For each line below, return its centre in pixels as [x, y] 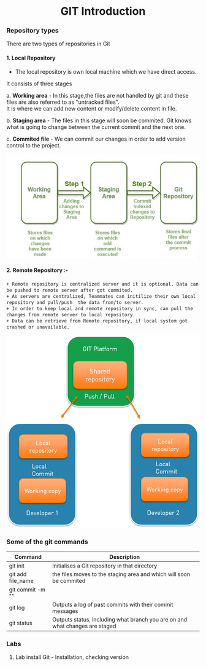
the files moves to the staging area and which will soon [121, 574]
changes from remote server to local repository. [71, 315]
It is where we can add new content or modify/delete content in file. [92, 108]
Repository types [33, 31]
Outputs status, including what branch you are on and [120, 620]
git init [17, 566]
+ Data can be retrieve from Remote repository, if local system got [97, 321]
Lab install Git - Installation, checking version [72, 657]
